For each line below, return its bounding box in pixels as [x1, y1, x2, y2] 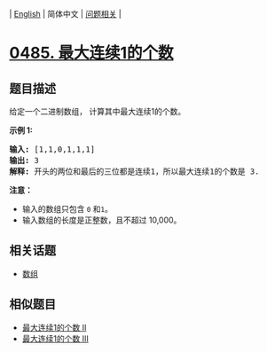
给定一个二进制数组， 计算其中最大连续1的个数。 [9, 106, 186, 116]
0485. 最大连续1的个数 [9, 43, 175, 63]
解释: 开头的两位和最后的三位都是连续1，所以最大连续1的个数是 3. [9, 167, 260, 176]
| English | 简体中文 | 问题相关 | [9, 9, 122, 19]
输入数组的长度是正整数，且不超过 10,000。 [21, 215, 182, 225]
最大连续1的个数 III [21, 332, 89, 344]
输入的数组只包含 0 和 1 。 [21, 204, 114, 214]
